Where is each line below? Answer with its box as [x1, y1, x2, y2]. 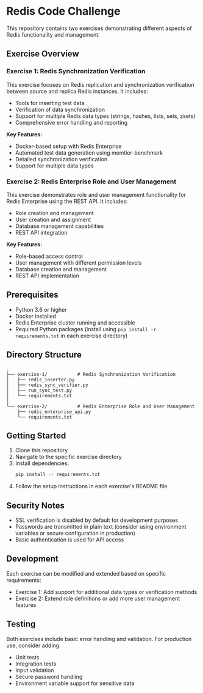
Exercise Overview [6, 49, 79, 59]
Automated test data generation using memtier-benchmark [15, 148, 163, 156]
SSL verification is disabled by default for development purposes [15, 516, 179, 524]
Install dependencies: [15, 460, 69, 467]
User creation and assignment [15, 216, 91, 223]
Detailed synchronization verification [15, 155, 108, 163]
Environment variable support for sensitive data [15, 680, 135, 687]
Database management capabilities [15, 222, 104, 230]
